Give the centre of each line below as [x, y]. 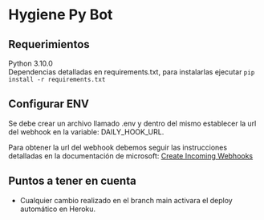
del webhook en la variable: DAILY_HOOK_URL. [86, 132]
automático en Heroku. [58, 209]
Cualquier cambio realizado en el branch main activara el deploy [126, 200]
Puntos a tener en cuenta [72, 181]
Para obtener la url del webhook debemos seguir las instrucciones [118, 147]
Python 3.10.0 [31, 63]
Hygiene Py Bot [61, 15]
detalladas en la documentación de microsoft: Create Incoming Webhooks [131, 156]
